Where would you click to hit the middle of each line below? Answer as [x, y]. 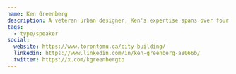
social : [19, 40]
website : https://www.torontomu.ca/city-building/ [90, 47]
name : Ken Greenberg [38, 14]
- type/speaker [36, 33]
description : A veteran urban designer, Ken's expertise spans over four [118, 20]
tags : [15, 27]
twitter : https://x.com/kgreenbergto [69, 60]
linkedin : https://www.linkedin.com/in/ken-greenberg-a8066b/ [107, 54]
